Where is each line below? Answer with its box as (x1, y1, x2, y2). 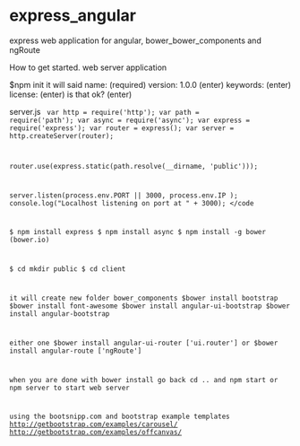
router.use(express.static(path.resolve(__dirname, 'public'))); (9, 162, 258, 171)
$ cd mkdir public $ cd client (9, 265, 126, 274)
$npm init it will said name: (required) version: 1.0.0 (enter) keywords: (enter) (9, 79, 292, 90)
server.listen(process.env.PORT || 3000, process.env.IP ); (9, 190, 239, 200)
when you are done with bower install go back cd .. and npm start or (9, 375, 279, 384)
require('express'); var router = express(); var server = (9, 123, 235, 133)
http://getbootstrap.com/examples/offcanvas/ (9, 428, 182, 437)
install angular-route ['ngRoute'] (9, 346, 142, 355)
